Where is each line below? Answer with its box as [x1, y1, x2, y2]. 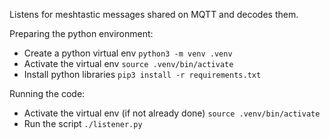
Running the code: [9, 88, 86, 99]
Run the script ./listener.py [23, 118, 143, 129]
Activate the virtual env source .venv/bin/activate [23, 58, 234, 69]
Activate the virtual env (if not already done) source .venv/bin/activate [23, 107, 321, 119]
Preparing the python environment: [9, 28, 154, 39]
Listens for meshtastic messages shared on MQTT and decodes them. [9, 9, 299, 20]
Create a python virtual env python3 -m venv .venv [23, 47, 233, 59]
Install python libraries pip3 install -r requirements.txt [23, 69, 262, 80]
